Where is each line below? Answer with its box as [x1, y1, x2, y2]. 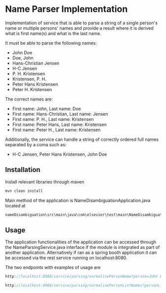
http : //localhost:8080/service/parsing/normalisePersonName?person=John [5, 274, 158, 279]
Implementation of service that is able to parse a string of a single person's [5, 20, 158, 26]
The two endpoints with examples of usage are [5, 264, 101, 271]
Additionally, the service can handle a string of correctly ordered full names [5, 136, 159, 142]
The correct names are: [5, 96, 53, 102]
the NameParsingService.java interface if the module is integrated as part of [5, 244, 160, 250]
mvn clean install [5, 188, 43, 193]
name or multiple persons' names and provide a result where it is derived [5, 25, 154, 31]
